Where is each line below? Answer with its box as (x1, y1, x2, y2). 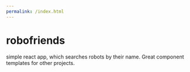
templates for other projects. (6, 59, 75, 66)
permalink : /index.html (6, 8, 65, 15)
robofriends (6, 33, 66, 47)
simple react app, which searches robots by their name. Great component (6, 53, 184, 60)
